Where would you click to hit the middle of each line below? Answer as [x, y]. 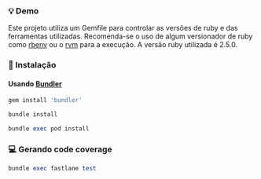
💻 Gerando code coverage [60, 149]
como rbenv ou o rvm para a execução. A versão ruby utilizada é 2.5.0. [123, 45]
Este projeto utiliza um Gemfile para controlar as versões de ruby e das [123, 28]
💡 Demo [24, 11]
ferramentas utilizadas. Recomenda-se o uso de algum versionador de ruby [130, 36]
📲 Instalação [32, 65]
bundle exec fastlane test [52, 169]
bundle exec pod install [49, 129]
